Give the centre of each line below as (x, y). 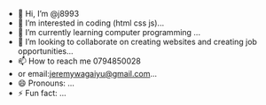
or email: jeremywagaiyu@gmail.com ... (87, 74)
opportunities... (45, 51)
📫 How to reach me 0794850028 (79, 61)
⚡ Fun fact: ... (42, 93)
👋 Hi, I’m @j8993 (48, 14)
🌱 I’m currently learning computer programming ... (109, 32)
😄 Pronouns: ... (46, 83)
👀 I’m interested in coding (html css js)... (91, 23)
